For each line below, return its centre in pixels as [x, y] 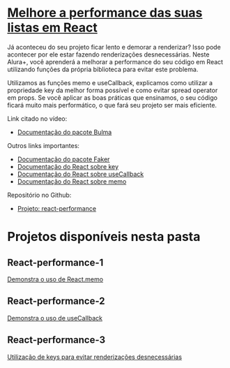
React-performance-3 [56, 340]
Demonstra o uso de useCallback [55, 318]
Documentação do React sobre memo [72, 181]
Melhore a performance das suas [105, 13]
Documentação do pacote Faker [63, 159]
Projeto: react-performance [56, 208]
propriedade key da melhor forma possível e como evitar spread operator [113, 90]
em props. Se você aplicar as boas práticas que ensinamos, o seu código [113, 97]
